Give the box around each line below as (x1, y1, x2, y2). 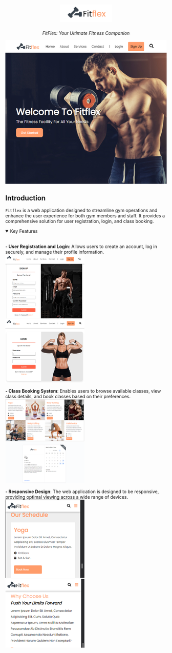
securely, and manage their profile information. (5, 249, 104, 255)
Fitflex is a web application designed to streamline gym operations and (5, 207, 158, 214)
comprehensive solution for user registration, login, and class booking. (5, 218, 154, 225)
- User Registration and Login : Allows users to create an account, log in (5, 243, 157, 250)
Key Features (10, 228, 38, 234)
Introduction (5, 194, 46, 202)
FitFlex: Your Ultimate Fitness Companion (42, 30, 130, 36)
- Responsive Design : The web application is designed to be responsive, (5, 488, 159, 495)
